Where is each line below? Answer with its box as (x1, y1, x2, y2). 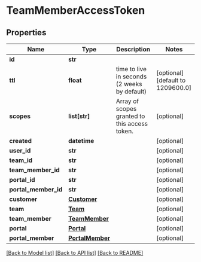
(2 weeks (115, 80, 142, 88)
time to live (115, 65, 147, 73)
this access (115, 120, 148, 127)
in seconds (115, 72, 147, 81)
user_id (9, 147, 31, 154)
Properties (6, 28, 47, 38)
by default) (115, 87, 147, 96)
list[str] (68, 112, 90, 120)
